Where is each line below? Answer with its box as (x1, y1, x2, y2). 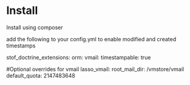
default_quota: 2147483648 (6, 72, 76, 79)
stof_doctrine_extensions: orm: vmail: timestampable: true (6, 53, 151, 61)
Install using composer (6, 24, 63, 31)
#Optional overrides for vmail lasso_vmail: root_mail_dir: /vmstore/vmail (6, 65, 184, 73)
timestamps (6, 42, 36, 49)
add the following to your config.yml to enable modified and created (6, 35, 177, 42)
